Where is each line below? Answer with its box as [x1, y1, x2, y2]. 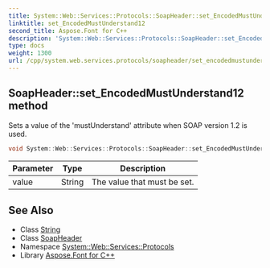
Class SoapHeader [19, 233, 83, 243]
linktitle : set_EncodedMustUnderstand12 [8, 19, 146, 27]
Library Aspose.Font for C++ [19, 250, 115, 260]
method [8, 99, 48, 113]
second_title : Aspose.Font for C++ [8, 27, 128, 35]
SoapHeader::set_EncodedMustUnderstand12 [8, 86, 245, 101]
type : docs [8, 42, 45, 50]
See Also [8, 203, 54, 217]
